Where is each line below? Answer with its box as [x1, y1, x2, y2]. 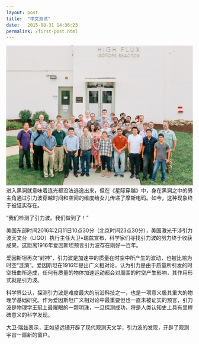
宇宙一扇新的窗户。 [6, 332, 53, 339]
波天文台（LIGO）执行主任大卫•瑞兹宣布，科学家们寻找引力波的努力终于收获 [6, 234, 192, 242]
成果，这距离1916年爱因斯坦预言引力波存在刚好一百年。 [6, 242, 142, 249]
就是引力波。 [11, 277, 43, 284]
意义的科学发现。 [11, 311, 53, 319]
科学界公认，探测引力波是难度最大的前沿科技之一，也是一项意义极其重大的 [6, 289, 188, 296]
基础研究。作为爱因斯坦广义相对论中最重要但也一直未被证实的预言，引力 [16, 297, 193, 304]
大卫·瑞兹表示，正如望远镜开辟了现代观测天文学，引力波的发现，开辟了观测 [6, 324, 190, 331]
